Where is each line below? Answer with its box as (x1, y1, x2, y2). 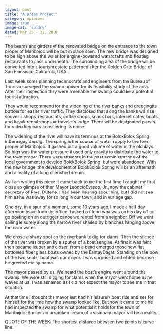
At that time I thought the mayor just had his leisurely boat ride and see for (5, 294, 154, 299)
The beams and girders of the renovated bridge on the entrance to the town (5, 43, 157, 49)
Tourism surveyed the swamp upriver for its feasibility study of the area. (5, 84, 149, 89)
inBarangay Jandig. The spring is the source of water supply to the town (5, 139, 150, 144)
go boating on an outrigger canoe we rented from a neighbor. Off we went (5, 214, 154, 220)
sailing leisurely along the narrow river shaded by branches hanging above (5, 219, 155, 225)
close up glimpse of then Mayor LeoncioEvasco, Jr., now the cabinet (5, 184, 143, 190)
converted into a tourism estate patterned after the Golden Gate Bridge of (5, 64, 152, 70)
